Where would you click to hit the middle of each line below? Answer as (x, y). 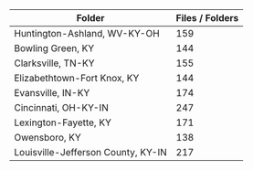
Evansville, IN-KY (52, 93)
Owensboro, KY (48, 138)
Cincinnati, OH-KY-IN (62, 107)
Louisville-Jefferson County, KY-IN (90, 152)
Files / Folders (207, 18)
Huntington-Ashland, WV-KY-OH (87, 33)
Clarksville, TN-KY (54, 63)
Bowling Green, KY (54, 48)
